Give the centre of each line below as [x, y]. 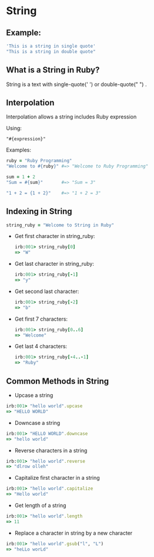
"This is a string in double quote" [51, 51]
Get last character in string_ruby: [54, 264]
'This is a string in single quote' [51, 46]
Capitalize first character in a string [57, 478]
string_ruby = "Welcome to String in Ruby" [60, 225]
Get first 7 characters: [41, 319]
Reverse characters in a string [51, 450]
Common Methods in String [58, 381]
